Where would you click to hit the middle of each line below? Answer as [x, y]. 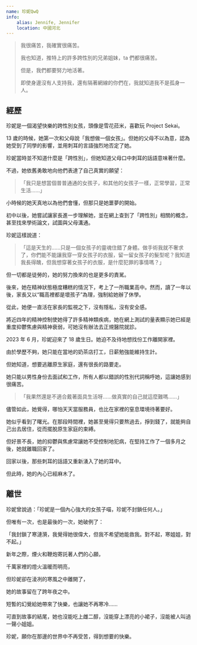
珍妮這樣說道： [24, 235]
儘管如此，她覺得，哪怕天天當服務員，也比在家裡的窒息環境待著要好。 [91, 409]
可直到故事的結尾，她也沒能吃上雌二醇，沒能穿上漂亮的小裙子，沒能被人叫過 [98, 616]
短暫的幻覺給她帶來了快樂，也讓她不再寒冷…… [62, 604]
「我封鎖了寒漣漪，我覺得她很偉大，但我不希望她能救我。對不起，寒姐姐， [96, 534]
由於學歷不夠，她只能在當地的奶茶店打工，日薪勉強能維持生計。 [83, 352]
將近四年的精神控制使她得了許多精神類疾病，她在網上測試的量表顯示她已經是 [98, 320]
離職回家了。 [42, 449]
